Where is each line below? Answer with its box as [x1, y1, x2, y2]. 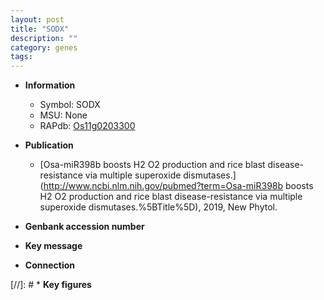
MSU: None [39, 109, 88, 121]
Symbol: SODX [39, 99, 101, 111]
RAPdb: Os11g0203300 [39, 120, 136, 132]
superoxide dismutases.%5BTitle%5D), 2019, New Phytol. [39, 201, 278, 213]
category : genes [10, 42, 78, 53]
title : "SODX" [10, 24, 70, 34]
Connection [24, 259, 75, 271]
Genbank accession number [24, 221, 145, 233]
